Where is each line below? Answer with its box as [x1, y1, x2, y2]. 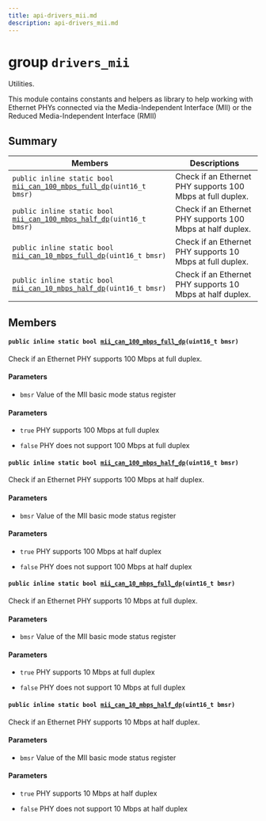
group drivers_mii [8, 53, 130, 71]
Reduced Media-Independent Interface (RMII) [8, 112, 157, 121]
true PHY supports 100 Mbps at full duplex [19, 425, 160, 435]
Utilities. [8, 79, 35, 89]
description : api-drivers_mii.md [8, 19, 119, 27]
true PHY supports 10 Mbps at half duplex [19, 789, 158, 798]
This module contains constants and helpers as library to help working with [8, 94, 253, 104]
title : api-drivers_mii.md [8, 11, 97, 20]
